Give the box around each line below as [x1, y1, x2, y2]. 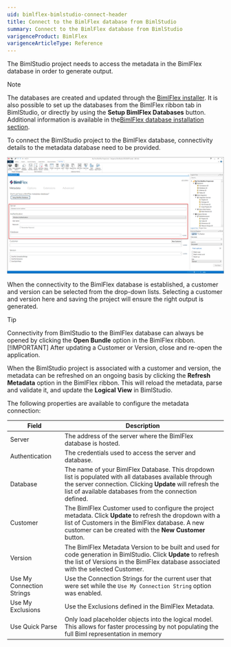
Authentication [10, 452, 52, 460]
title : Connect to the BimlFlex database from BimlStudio [7, 18, 177, 25]
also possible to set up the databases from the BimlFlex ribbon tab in [7, 101, 201, 109]
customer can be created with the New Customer [64, 526, 206, 534]
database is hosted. [64, 439, 120, 447]
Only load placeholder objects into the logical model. [64, 615, 213, 624]
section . [7, 123, 30, 131]
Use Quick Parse [10, 622, 58, 631]
